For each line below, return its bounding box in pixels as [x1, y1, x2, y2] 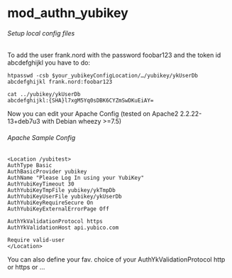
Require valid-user [7, 236, 65, 243]
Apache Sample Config [7, 133, 76, 141]
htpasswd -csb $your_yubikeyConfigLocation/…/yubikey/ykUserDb [7, 73, 199, 80]
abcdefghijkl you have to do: [7, 58, 91, 67]
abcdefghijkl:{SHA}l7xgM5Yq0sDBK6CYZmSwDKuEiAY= [7, 97, 154, 105]
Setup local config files [7, 28, 75, 37]
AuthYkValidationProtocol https [7, 218, 103, 225]
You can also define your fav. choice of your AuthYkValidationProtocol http [7, 255, 226, 264]
